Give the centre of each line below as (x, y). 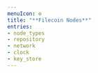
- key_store (24, 59)
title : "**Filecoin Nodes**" (49, 20)
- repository (26, 40)
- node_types (26, 33)
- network (22, 46)
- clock (18, 53)
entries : (20, 26)
